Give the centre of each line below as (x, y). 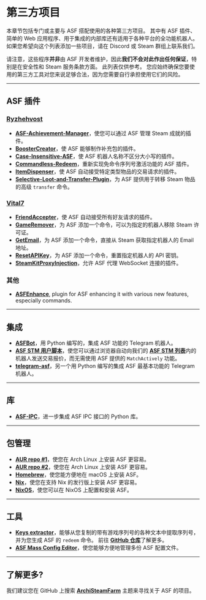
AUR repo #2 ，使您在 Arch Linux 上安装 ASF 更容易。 (83, 467)
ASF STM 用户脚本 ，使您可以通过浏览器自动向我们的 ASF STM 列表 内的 (106, 351)
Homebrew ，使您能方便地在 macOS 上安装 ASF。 (78, 474)
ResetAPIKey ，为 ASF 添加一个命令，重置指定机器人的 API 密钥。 (98, 255)
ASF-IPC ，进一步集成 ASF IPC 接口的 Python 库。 (78, 416)
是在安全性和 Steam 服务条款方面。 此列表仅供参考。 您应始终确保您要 (101, 66)
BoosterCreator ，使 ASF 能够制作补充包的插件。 (77, 148)
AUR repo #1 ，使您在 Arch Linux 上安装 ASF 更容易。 (82, 459)
